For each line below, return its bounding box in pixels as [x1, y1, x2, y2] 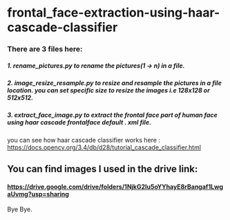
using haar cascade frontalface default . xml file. [7, 118, 152, 127]
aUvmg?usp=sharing [7, 190, 69, 198]
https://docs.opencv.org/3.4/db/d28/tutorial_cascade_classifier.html [7, 143, 202, 152]
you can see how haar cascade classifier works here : [7, 136, 161, 144]
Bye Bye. [7, 205, 32, 214]
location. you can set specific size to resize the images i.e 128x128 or [7, 86, 211, 95]
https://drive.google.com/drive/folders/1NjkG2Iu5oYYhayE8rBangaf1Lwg [7, 182, 223, 191]
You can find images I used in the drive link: [7, 163, 198, 175]
